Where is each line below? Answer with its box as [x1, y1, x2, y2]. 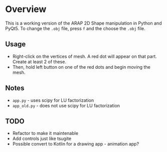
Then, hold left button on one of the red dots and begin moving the [12, 64, 150, 70]
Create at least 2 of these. [12, 59, 67, 65]
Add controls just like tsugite [12, 135, 72, 141]
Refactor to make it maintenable [12, 130, 79, 136]
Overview [5, 4, 47, 15]
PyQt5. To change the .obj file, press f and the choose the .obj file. [5, 25, 145, 31]
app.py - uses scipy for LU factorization [12, 97, 94, 103]
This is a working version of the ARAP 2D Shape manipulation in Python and [5, 20, 162, 26]
